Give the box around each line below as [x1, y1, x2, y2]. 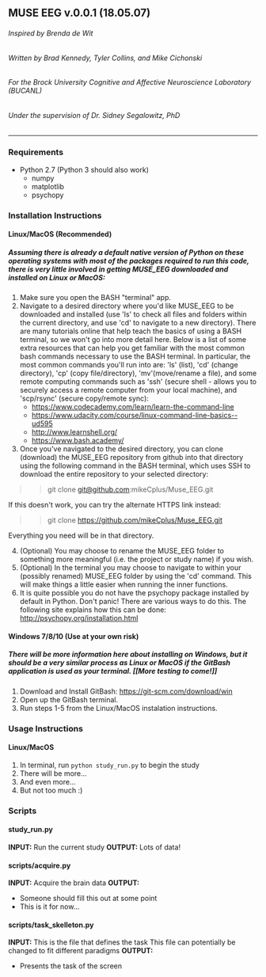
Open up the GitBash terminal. [19, 694, 119, 704]
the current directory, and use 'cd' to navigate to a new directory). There [19, 318, 256, 328]
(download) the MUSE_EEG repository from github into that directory [19, 453, 244, 462]
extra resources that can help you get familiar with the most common [19, 344, 245, 353]
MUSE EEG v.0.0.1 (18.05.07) [8, 6, 151, 20]
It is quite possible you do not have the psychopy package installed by [19, 588, 249, 598]
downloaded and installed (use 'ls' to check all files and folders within [19, 310, 247, 319]
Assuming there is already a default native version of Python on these [8, 247, 244, 257]
